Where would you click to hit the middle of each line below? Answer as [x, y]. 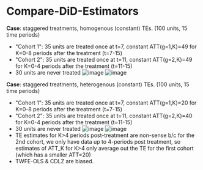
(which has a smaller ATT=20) [53, 155]
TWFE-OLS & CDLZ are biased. [54, 161]
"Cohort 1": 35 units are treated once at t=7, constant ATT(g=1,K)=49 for [106, 46]
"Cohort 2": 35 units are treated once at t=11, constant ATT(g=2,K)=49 [104, 59]
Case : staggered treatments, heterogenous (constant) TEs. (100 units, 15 [98, 84]
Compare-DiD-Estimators [72, 11]
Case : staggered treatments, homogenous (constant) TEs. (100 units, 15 [97, 28]
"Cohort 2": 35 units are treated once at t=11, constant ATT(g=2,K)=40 [104, 116]
